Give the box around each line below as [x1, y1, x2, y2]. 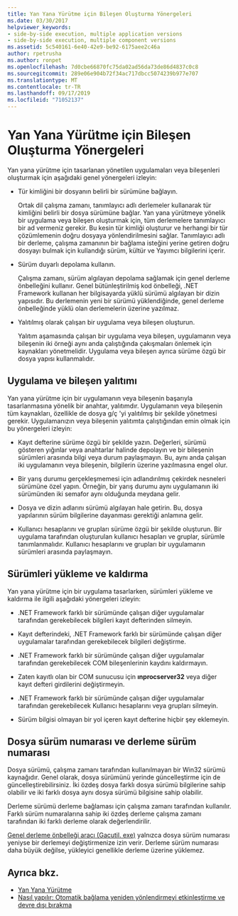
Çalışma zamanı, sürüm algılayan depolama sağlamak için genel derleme [17, 273, 230, 282]
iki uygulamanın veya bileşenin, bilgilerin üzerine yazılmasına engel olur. [17, 460, 228, 469]
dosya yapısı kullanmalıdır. [17, 354, 95, 363]
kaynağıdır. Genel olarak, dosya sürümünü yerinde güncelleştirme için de [7, 773, 221, 781]
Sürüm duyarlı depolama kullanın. [17, 260, 116, 268]
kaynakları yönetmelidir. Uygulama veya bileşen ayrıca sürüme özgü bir [17, 347, 226, 355]
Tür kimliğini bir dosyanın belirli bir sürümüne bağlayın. [17, 186, 178, 196]
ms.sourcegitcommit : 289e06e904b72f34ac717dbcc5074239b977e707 [7, 70, 199, 77]
